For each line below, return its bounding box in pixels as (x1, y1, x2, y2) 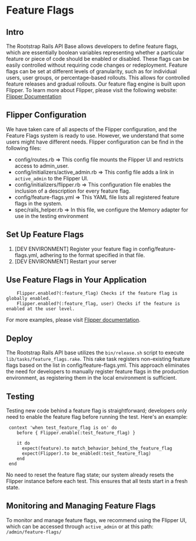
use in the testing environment (14, 212, 89, 219)
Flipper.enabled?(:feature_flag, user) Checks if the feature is (16, 301, 181, 307)
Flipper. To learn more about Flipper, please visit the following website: (6, 87, 178, 93)
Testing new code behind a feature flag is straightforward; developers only (6, 407, 187, 414)
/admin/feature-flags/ (6, 529, 62, 535)
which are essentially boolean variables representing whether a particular (6, 49, 184, 56)
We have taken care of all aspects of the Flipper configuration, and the (6, 125, 177, 133)
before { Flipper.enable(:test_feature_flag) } (16, 430, 135, 436)
